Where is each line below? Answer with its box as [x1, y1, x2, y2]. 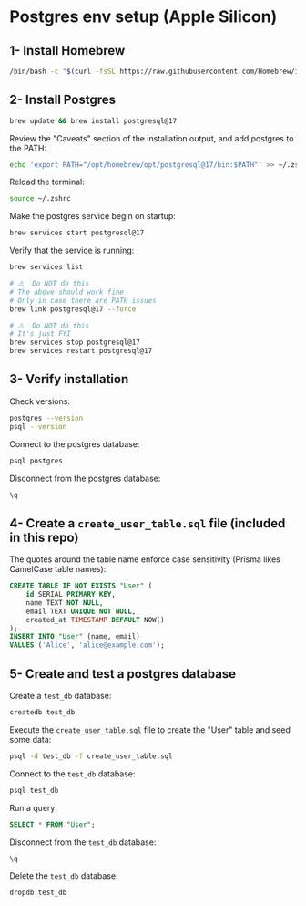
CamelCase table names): [9, 564, 107, 575]
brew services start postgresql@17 [9, 228, 145, 238]
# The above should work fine [9, 287, 125, 297]
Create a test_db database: [9, 691, 112, 701]
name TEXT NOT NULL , [25, 598, 104, 608]
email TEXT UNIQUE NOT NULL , [25, 607, 137, 616]
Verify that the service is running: [9, 245, 135, 256]
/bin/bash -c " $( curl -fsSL [9, 67, 117, 76]
